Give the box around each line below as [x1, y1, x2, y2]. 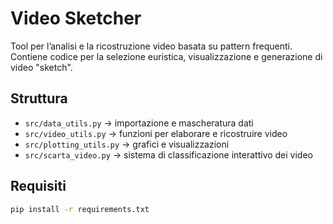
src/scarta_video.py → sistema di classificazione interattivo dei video [24, 148, 314, 161]
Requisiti [10, 178, 67, 195]
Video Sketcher [10, 7, 142, 30]
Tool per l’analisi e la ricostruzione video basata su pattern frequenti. [10, 40, 293, 52]
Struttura [10, 90, 68, 107]
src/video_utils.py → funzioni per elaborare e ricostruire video [24, 127, 288, 139]
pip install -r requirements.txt [10, 204, 150, 214]
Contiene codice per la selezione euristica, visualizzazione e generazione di [10, 50, 323, 62]
